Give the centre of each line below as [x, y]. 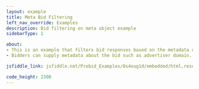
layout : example [26, 12]
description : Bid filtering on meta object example [71, 28]
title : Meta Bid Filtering [39, 17]
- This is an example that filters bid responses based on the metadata [98, 50]
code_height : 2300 [29, 77]
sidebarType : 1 [25, 34]
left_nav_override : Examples [42, 23]
